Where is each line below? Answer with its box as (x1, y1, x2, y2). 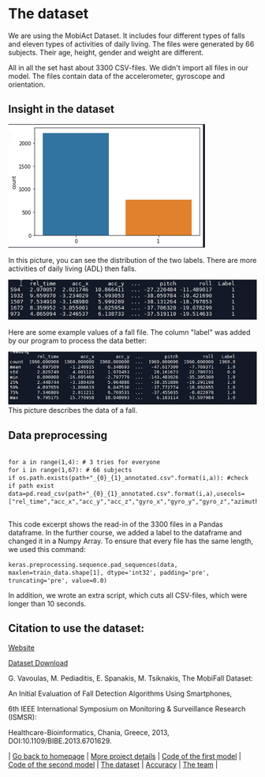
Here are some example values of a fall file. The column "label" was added (8, 328, 251, 337)
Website (8, 643, 35, 652)
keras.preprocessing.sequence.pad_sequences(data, (8, 561, 178, 569)
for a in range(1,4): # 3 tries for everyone (8, 458, 160, 466)
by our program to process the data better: (8, 336, 147, 346)
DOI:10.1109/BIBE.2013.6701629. (8, 736, 112, 745)
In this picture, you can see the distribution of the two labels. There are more (8, 255, 257, 265)
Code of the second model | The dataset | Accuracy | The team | (8, 760, 218, 769)
